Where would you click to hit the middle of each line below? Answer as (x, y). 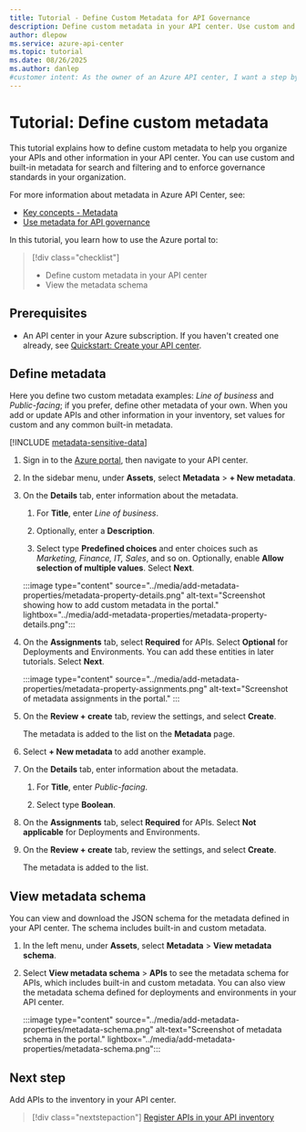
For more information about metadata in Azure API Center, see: (127, 194)
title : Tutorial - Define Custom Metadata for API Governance (130, 18)
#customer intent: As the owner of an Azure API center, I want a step (148, 78)
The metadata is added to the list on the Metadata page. (128, 734)
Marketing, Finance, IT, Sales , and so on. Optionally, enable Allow (160, 559)
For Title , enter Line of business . (97, 513)
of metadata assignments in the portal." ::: (101, 698)
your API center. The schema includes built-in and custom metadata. (138, 928)
